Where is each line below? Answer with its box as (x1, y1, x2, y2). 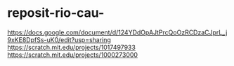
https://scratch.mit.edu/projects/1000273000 (7, 51, 138, 59)
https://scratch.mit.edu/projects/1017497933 (7, 43, 136, 51)
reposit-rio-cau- (7, 5, 105, 21)
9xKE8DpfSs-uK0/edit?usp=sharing (7, 35, 111, 44)
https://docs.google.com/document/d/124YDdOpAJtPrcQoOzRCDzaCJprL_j (7, 28, 228, 37)
